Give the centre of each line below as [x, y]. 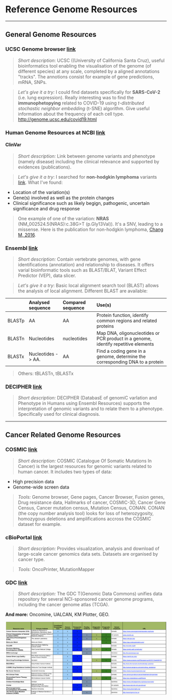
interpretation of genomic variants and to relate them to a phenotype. [91, 409]
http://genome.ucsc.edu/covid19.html [57, 119]
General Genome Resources [51, 35]
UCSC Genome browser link [40, 49]
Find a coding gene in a [121, 351]
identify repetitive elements [125, 344]
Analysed [39, 302]
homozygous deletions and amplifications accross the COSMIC [84, 519]
